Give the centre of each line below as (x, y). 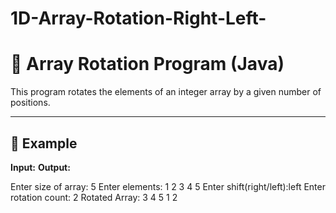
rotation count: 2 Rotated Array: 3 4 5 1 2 (94, 197)
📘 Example (44, 143)
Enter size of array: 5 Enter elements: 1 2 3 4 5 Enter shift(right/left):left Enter (168, 186)
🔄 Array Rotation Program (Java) (147, 64)
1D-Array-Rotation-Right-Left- (138, 18)
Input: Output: (40, 167)
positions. (30, 103)
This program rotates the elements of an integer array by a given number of (166, 92)
